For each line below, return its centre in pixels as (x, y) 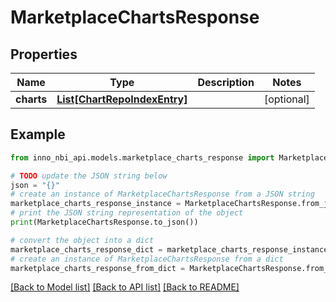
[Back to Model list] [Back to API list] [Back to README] (125, 287)
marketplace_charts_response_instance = (96, 204)
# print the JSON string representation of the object (127, 213)
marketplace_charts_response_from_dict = (98, 268)
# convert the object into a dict (82, 240)
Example (38, 134)
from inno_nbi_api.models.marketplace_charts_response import (142, 157)
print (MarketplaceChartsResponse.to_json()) (104, 222)
